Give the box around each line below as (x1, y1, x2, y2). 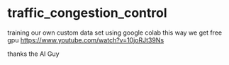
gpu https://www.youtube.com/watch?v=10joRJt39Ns (7, 35, 164, 44)
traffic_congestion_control (7, 5, 167, 21)
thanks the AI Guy (7, 49, 60, 58)
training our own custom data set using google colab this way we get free (7, 28, 222, 37)
